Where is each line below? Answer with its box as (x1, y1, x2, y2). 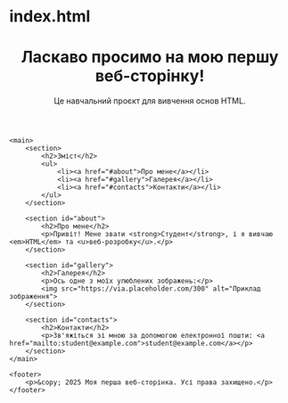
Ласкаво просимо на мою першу (21, 47, 279, 68)
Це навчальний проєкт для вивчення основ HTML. (53, 95, 246, 106)
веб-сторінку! (95, 66, 205, 86)
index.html (9, 6, 91, 27)
